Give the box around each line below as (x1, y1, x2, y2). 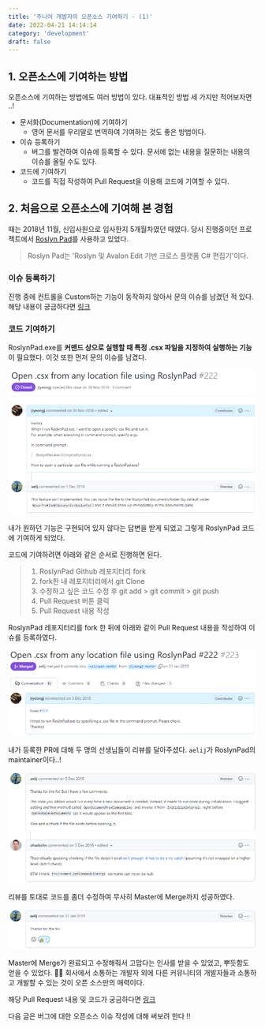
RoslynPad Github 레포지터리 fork (39, 566, 147, 576)
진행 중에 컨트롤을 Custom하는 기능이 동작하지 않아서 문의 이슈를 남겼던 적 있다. (8, 292, 254, 301)
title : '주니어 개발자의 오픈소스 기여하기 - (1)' (8, 13, 153, 21)
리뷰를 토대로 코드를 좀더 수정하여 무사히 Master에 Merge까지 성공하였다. (8, 892, 235, 901)
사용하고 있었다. (80, 234, 129, 244)
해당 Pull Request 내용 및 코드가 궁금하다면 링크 (8, 994, 156, 1004)
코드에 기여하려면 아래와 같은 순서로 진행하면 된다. (8, 549, 162, 559)
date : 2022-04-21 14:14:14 (8, 21, 97, 29)
